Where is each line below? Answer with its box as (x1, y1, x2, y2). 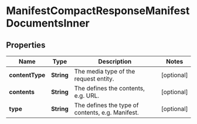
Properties (6, 40, 46, 50)
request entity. (74, 75, 114, 83)
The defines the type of (74, 101, 139, 109)
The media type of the (74, 68, 135, 75)
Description (98, 58, 132, 65)
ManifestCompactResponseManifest (6, 4, 190, 18)
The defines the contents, (74, 84, 145, 92)
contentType (9, 71, 46, 79)
